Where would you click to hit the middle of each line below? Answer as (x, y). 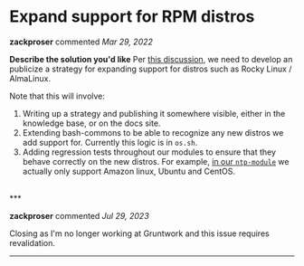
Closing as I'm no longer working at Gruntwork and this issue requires (139, 233)
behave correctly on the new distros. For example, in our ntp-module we (156, 161)
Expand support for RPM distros (132, 17)
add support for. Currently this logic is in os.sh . (110, 142)
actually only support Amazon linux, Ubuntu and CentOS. (128, 171)
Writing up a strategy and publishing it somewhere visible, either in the (154, 113)
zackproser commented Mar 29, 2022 (81, 42)
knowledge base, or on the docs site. (91, 123)
